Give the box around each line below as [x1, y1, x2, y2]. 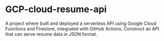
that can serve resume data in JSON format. [5, 31, 97, 37]
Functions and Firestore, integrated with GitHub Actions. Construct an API [5, 25, 159, 31]
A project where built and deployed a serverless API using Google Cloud [5, 20, 156, 26]
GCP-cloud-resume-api [5, 4, 107, 15]
